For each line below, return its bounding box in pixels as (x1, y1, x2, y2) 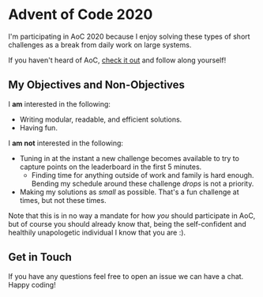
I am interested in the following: (8, 99, 111, 108)
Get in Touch (8, 250, 73, 264)
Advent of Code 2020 (8, 6, 153, 24)
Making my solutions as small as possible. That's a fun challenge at (19, 187, 239, 197)
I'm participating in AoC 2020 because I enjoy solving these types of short (8, 32, 250, 41)
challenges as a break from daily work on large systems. (8, 39, 192, 49)
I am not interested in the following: (8, 138, 124, 148)
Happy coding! (8, 280, 57, 289)
